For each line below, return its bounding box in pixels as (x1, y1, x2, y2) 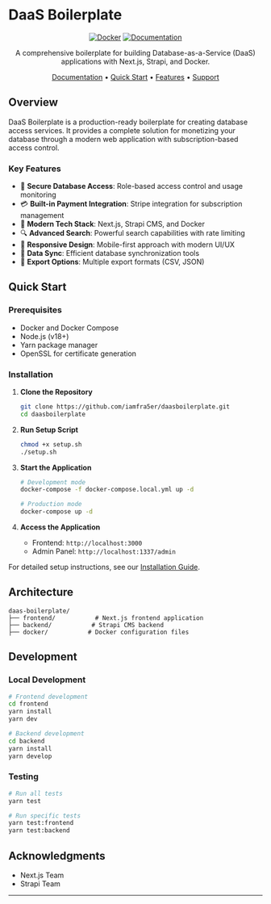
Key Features (8, 163, 62, 174)
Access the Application (19, 522, 101, 532)
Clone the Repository (19, 387, 93, 397)
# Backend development (8, 730, 85, 738)
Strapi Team (19, 879, 60, 889)
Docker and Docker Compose (19, 323, 119, 333)
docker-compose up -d (19, 508, 93, 516)
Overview (8, 95, 59, 110)
